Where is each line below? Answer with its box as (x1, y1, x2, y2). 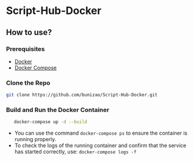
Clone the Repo (6, 79, 51, 87)
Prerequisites (6, 45, 45, 53)
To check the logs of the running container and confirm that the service (14, 142, 187, 149)
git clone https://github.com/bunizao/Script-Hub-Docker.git (6, 92, 158, 98)
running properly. (14, 136, 57, 143)
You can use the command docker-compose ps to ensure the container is (14, 129, 188, 136)
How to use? (6, 27, 52, 37)
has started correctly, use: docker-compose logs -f (14, 148, 137, 155)
